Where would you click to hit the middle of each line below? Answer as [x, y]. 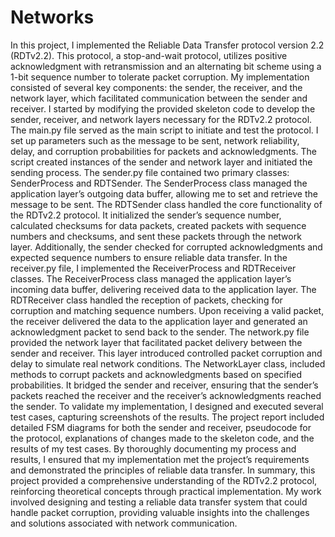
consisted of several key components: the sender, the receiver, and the [156, 87]
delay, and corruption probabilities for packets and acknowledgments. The [163, 151]
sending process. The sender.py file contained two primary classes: [150, 172]
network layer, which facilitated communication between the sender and [159, 98]
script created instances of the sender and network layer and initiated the [161, 162]
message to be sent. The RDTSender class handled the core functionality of [166, 204]
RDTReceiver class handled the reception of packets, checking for [146, 300]
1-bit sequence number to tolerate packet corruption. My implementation [160, 77]
